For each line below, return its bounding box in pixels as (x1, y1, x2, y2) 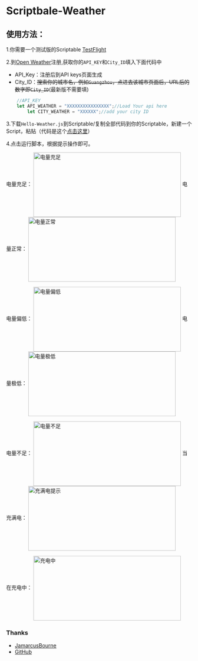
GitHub (14, 648, 32, 655)
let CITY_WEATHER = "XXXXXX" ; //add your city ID (27, 108, 149, 115)
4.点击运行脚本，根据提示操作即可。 (6, 140, 94, 147)
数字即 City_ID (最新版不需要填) (14, 86, 90, 93)
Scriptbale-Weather (6, 4, 106, 18)
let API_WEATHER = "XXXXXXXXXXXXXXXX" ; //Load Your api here (16, 103, 167, 109)
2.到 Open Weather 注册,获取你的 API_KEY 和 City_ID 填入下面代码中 (6, 59, 162, 66)
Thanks (6, 628, 28, 637)
